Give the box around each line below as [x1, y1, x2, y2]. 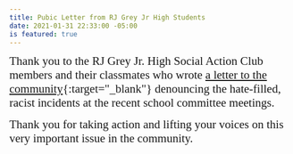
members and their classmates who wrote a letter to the [9, 68, 268, 83]
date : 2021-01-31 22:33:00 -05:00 [9, 21, 138, 30]
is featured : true [9, 29, 78, 38]
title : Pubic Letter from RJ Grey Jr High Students [9, 12, 205, 22]
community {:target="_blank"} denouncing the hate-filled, [9, 82, 281, 96]
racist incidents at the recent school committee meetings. [9, 95, 275, 110]
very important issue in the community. [9, 131, 194, 146]
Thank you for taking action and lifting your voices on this [9, 118, 284, 132]
